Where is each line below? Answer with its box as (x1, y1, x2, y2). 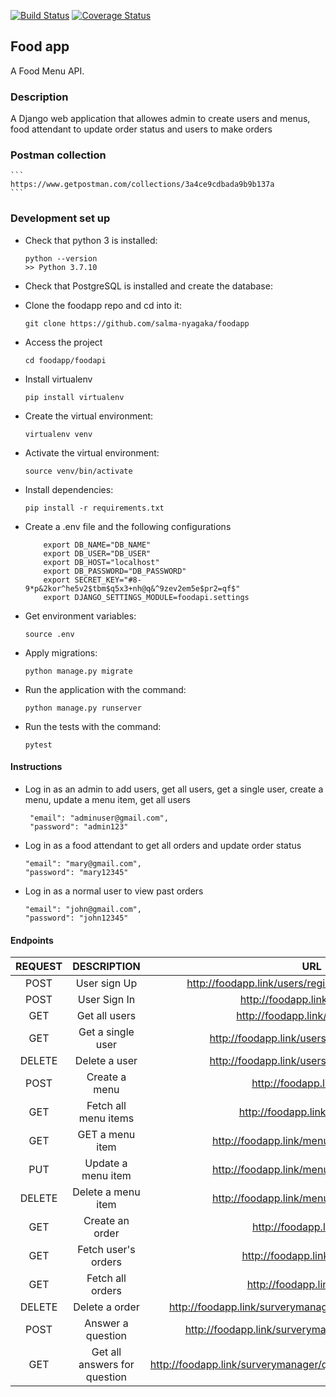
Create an (83, 1214, 130, 1228)
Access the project (24, 336, 103, 348)
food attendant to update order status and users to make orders (10, 123, 273, 135)
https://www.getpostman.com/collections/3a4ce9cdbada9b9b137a (10, 180, 275, 190)
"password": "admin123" (29, 821, 129, 832)
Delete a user (74, 1054, 138, 1068)
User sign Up (75, 976, 138, 990)
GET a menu (77, 1128, 136, 1142)
